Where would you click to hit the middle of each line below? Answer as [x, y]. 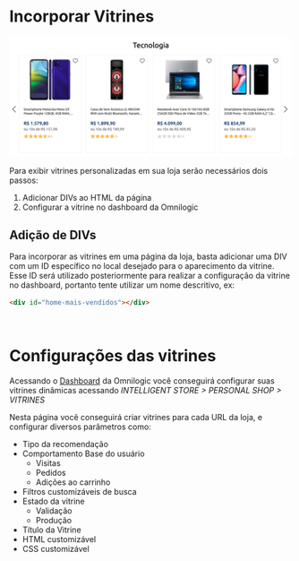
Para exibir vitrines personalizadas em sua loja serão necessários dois [139, 170]
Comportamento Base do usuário [83, 453]
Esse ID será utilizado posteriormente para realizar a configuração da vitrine [150, 276]
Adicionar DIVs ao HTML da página [87, 197]
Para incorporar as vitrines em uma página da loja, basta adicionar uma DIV [149, 256]
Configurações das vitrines [113, 356]
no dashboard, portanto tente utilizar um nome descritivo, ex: [122, 285]
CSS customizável [56, 549]
